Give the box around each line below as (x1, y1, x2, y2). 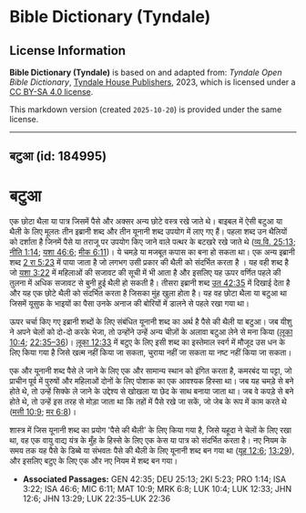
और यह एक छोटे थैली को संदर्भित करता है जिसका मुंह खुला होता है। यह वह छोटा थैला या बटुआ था (9, 288, 288, 298)
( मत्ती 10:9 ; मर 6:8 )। (9, 406, 77, 417)
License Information (9, 43, 126, 58)
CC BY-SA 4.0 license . (9, 87, 94, 97)
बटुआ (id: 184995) (9, 149, 107, 164)
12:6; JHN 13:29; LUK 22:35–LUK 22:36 (22, 493, 171, 504)
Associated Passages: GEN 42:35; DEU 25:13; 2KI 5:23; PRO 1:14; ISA (22, 474, 287, 485)
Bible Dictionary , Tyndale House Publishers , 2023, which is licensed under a (9, 77, 296, 88)
